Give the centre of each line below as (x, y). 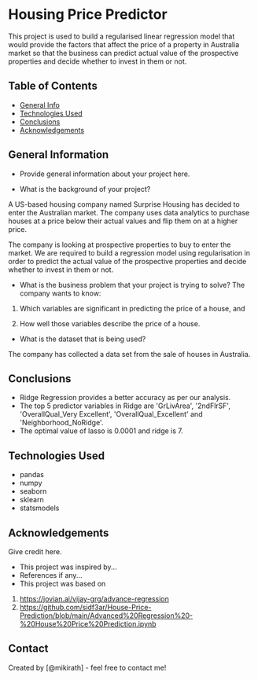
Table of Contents (53, 86)
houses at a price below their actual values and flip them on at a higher (123, 221)
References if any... (51, 575)
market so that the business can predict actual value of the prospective (123, 53)
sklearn (32, 500)
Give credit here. (35, 551)
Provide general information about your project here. (105, 174)
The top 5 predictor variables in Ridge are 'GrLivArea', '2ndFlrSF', (125, 406)
